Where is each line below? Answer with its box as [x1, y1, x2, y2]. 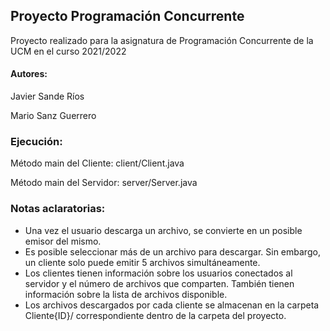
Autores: [10, 68, 48, 80]
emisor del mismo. [24, 235, 102, 247]
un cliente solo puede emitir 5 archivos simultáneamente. [24, 256, 261, 268]
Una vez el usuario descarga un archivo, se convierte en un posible [24, 224, 303, 236]
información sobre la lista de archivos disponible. [24, 288, 228, 300]
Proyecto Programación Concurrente [10, 8, 245, 25]
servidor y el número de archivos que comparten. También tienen [24, 277, 295, 289]
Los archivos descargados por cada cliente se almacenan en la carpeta [24, 299, 320, 311]
